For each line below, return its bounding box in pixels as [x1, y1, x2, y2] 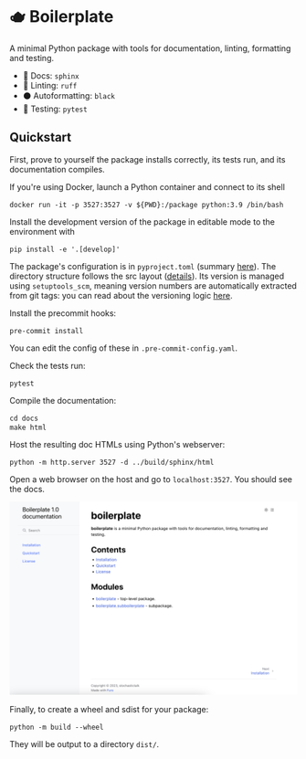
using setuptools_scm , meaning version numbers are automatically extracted [9, 279, 297, 291]
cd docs [9, 414, 39, 423]
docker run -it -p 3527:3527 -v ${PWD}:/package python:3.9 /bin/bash [9, 200, 284, 209]
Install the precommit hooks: [9, 307, 117, 319]
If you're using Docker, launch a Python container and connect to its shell [9, 181, 286, 192]
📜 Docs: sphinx [22, 69, 79, 81]
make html [9, 423, 47, 432]
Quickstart [9, 130, 72, 145]
